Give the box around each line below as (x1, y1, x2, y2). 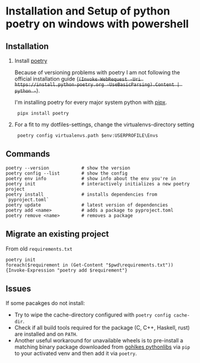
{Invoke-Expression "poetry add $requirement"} (5, 267, 128, 273)
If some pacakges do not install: (5, 300, 85, 307)
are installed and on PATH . (14, 330, 78, 338)
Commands (5, 149, 51, 159)
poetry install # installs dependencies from (5, 191, 158, 198)
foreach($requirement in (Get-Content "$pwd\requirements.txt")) (5, 262, 173, 268)
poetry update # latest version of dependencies (5, 202, 169, 208)
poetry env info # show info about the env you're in (5, 175, 176, 182)
